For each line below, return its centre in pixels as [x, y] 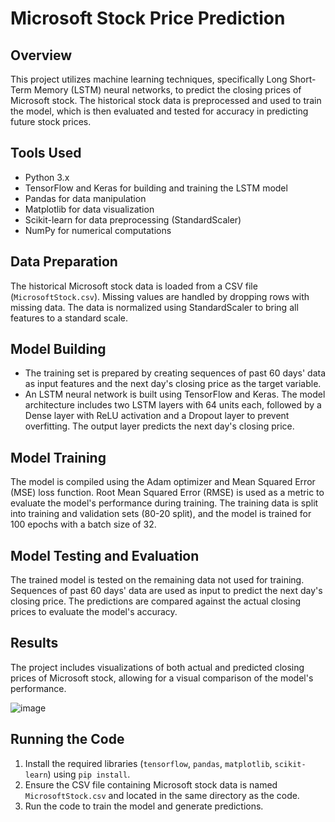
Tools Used [46, 153]
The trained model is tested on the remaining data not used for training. [157, 580]
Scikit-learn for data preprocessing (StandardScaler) [133, 219]
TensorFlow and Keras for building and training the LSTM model [156, 188]
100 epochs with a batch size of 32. [83, 524]
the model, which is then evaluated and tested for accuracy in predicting [159, 111]
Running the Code [67, 739]
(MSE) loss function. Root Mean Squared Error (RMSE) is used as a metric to [167, 493]
